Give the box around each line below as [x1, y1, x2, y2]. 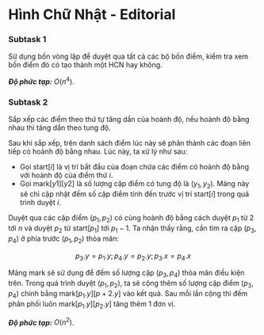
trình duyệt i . [19, 198, 62, 207]
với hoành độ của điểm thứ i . [19, 170, 113, 180]
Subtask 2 [8, 97, 48, 108]
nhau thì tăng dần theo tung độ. [8, 123, 111, 132]
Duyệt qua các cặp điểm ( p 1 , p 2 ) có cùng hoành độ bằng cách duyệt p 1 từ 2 [8, 213, 254, 225]
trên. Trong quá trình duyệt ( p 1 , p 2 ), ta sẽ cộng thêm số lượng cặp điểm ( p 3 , [8, 279, 254, 290]
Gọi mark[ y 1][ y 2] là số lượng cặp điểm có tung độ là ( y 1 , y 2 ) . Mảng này [19, 179, 250, 191]
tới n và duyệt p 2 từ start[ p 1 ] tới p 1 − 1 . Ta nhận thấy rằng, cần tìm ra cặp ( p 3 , [8, 223, 257, 234]
